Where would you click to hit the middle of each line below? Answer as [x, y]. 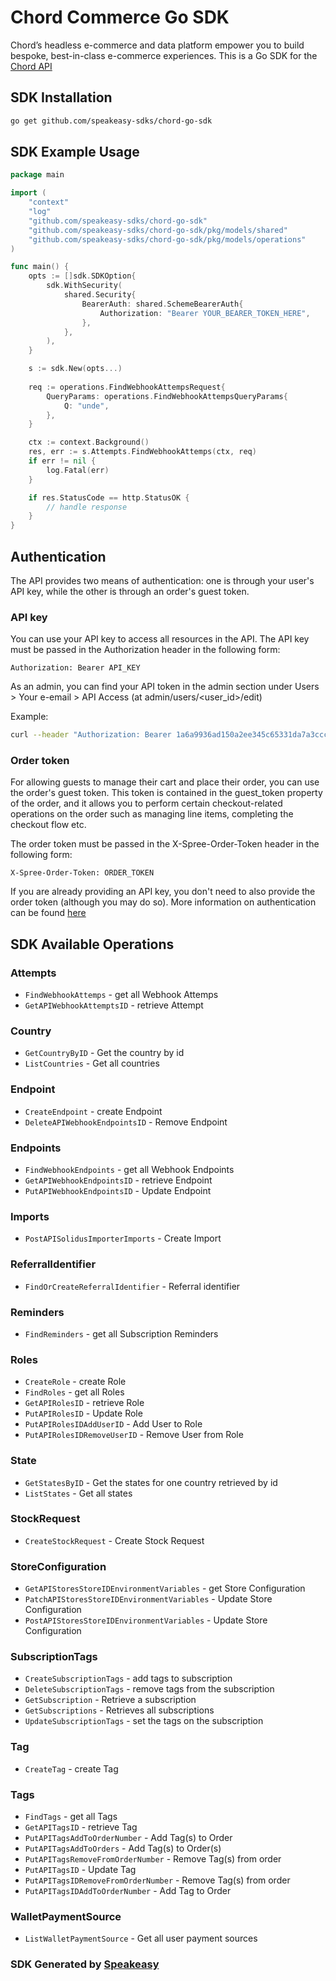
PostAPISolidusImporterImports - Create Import [123, 1238]
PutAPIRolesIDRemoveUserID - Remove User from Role [134, 1435]
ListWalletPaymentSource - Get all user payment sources [141, 1938]
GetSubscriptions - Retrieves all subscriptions [119, 1710]
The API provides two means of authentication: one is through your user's [162, 580]
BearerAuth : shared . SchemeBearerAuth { [162, 304]
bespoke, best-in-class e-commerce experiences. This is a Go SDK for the [164, 55]
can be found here [48, 913]
